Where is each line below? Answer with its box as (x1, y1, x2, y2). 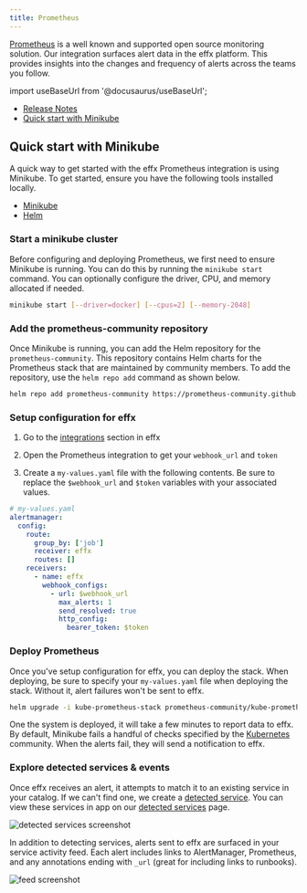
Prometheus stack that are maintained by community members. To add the (9, 362, 291, 373)
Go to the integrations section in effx (22, 432, 161, 443)
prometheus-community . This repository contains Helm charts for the (9, 352, 262, 363)
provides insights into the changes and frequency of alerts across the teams (9, 58, 297, 68)
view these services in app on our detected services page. (9, 801, 230, 813)
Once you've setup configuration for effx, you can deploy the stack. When (9, 666, 289, 677)
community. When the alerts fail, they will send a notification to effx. (9, 739, 266, 750)
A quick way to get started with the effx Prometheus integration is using (9, 163, 280, 174)
